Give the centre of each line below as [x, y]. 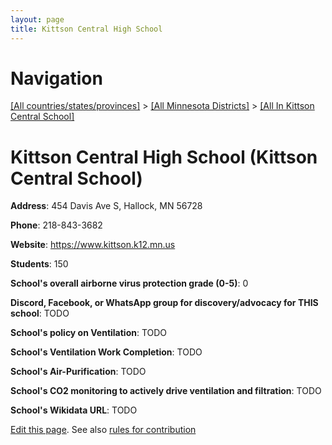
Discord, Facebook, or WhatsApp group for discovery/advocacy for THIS [164, 303]
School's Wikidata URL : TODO [74, 410]
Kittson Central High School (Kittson [164, 157]
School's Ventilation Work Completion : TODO [106, 352]
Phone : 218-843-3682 [56, 225]
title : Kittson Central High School [86, 29]
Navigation [56, 78]
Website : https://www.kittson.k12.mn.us [93, 245]
